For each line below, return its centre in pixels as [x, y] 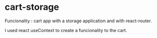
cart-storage [32, 7]
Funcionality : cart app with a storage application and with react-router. [78, 21]
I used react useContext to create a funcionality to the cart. [66, 30]
